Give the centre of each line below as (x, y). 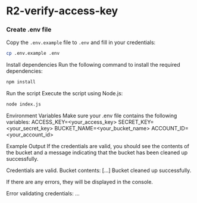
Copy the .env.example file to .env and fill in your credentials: (81, 42)
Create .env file (29, 30)
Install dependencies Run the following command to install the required (93, 65)
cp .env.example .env (33, 54)
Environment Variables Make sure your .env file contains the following (92, 116)
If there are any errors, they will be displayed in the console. (80, 182)
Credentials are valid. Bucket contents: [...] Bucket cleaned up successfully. (99, 170)
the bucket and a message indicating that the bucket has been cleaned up (97, 152)
